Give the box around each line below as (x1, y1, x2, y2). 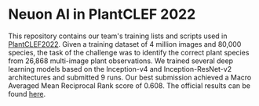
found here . (8, 89, 46, 98)
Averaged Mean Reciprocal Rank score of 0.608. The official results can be (8, 80, 251, 90)
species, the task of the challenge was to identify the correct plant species (8, 48, 250, 57)
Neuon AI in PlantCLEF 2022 (8, 5, 196, 23)
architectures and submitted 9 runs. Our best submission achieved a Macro (8, 72, 252, 82)
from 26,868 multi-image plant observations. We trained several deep (8, 56, 234, 65)
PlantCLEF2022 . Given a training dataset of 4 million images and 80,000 (8, 39, 242, 48)
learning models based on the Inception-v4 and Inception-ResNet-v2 (8, 64, 232, 73)
